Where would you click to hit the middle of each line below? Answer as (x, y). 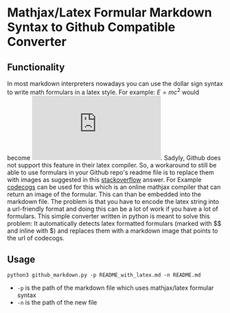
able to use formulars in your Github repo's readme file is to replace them (111, 172)
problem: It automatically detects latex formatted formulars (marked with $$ (114, 223)
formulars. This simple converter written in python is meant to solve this (109, 216)
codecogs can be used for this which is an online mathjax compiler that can (114, 187)
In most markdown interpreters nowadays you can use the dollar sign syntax (115, 83)
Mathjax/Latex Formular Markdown (110, 13)
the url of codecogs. (36, 237)
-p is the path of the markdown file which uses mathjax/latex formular (115, 288)
